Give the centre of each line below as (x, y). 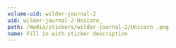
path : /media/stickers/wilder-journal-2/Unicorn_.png (88, 27)
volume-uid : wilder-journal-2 (52, 14)
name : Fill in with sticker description (68, 34)
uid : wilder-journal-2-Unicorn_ (55, 20)
